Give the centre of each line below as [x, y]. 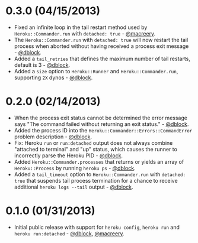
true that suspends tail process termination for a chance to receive [96, 180]
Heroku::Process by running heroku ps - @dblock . [75, 168]
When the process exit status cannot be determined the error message [101, 118]
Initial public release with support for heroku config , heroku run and [97, 227]
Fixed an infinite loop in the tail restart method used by [81, 27]
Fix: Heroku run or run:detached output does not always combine [93, 142]
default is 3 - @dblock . [42, 65]
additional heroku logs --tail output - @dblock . [74, 187]
